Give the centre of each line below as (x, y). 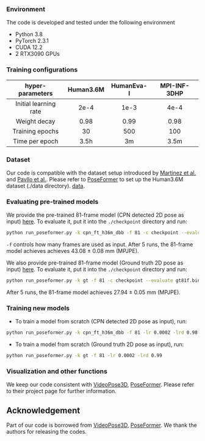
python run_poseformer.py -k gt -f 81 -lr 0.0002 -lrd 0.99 (85, 356)
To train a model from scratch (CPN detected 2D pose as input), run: (101, 322)
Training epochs (36, 131)
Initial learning (36, 104)
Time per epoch (36, 141)
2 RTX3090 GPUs (37, 54)
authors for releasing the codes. (47, 432)
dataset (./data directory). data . (46, 186)
